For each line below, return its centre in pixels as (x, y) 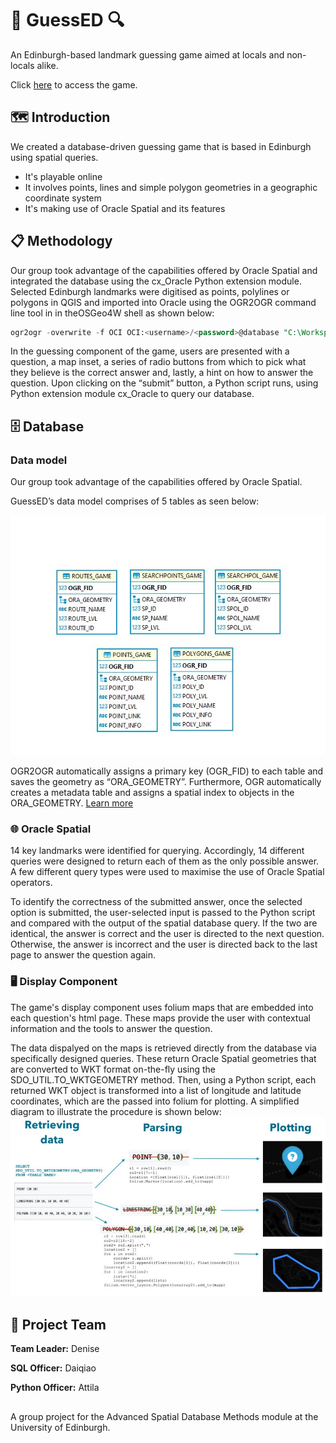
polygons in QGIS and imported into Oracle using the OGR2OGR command (163, 302)
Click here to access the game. (74, 84)
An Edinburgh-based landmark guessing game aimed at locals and (147, 54)
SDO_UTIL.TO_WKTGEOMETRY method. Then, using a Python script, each (163, 1079)
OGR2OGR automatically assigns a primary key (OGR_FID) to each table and (167, 771)
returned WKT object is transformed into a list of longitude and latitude (156, 1090)
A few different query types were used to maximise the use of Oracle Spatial (167, 872)
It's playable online (63, 176)
